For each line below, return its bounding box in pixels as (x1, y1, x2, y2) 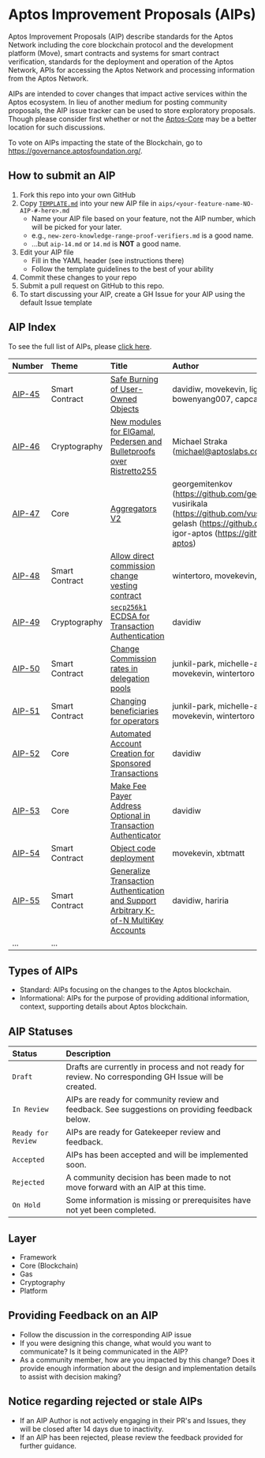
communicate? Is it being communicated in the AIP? (19, 1347, 188, 1356)
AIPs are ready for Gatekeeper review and (65, 1127, 221, 1138)
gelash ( (172, 517, 203, 528)
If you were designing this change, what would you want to (19, 1338, 211, 1347)
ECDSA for (110, 611, 150, 622)
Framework (19, 1253, 57, 1261)
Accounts (110, 924, 146, 935)
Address (110, 800, 142, 811)
